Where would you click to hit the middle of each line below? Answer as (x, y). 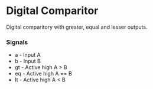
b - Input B (28, 61)
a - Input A (28, 55)
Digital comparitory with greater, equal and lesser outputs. (77, 27)
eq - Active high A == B (43, 74)
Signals (17, 42)
